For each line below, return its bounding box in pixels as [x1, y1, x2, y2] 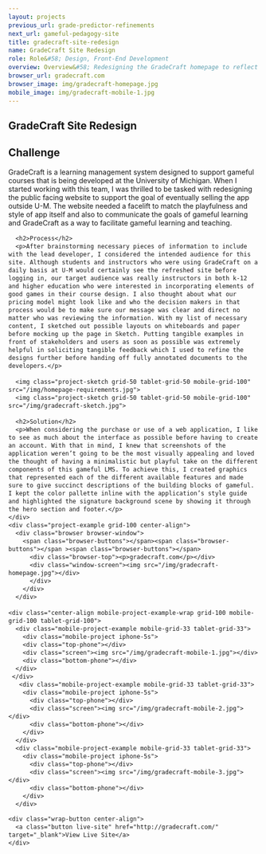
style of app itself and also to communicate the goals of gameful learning [8, 210, 248, 219]
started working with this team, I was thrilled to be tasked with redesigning [8, 184, 252, 194]
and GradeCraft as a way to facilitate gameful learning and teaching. [8, 217, 233, 227]
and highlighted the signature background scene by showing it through [8, 497, 251, 505]
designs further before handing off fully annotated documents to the [8, 354, 248, 362]
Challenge [8, 146, 61, 159]
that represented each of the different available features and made [8, 473, 244, 481]
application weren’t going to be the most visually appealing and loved [8, 449, 255, 457]
